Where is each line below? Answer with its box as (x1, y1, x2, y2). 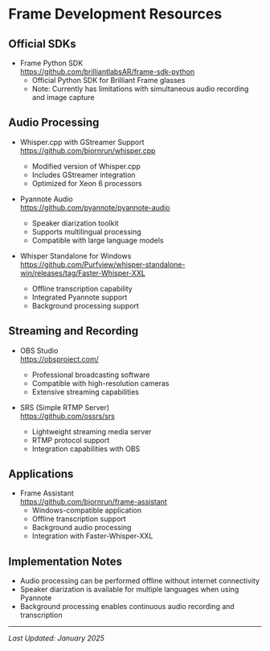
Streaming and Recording (8, 324, 139, 338)
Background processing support (31, 301, 139, 310)
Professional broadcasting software (31, 370, 150, 379)
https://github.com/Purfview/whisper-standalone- (19, 259, 186, 269)
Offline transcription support (31, 514, 126, 524)
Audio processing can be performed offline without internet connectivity (19, 576, 260, 586)
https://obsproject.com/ (19, 354, 99, 363)
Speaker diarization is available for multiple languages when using (19, 585, 239, 595)
